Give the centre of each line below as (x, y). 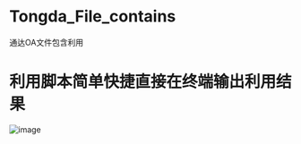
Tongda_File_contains (93, 17)
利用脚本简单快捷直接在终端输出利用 (143, 82)
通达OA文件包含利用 (46, 42)
